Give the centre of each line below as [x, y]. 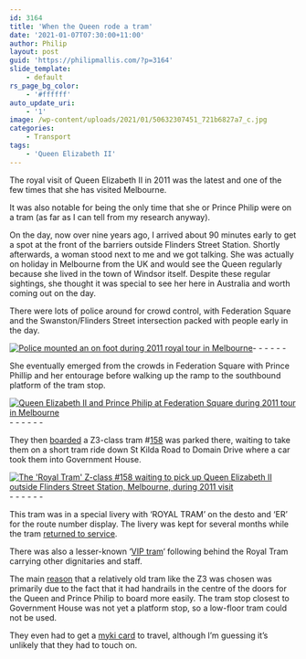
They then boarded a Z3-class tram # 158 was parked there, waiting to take [150, 440]
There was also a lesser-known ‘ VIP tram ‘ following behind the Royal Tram [149, 551]
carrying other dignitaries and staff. [76, 561]
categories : [32, 129]
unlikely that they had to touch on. [74, 644]
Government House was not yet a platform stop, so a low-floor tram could [148, 608]
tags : [20, 145]
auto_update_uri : [42, 103]
